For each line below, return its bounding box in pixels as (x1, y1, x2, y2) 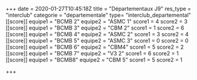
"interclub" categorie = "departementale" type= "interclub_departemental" (5, 11, 192, 19)
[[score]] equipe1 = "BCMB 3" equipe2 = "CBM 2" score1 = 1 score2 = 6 (5, 24, 185, 31)
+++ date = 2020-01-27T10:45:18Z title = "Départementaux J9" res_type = (5, 5, 192, 12)
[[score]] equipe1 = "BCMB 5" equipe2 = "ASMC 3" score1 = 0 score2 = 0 (5, 37, 189, 44)
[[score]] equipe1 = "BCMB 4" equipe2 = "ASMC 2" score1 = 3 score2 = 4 (5, 31, 189, 38)
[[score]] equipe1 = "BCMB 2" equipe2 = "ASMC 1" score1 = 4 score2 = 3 (5, 18, 188, 25)
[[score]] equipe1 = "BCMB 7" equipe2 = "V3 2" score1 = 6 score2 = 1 (5, 50, 179, 57)
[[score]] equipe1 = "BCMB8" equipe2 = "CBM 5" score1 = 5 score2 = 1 (5, 57, 182, 63)
